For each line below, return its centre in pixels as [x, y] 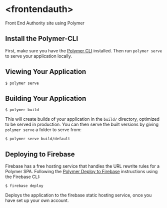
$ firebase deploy [24, 186]
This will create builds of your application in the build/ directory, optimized [82, 119]
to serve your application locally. [39, 56]
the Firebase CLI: [23, 177]
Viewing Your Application [46, 72]
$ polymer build [22, 110]
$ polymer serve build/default [38, 139]
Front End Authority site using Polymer [45, 23]
